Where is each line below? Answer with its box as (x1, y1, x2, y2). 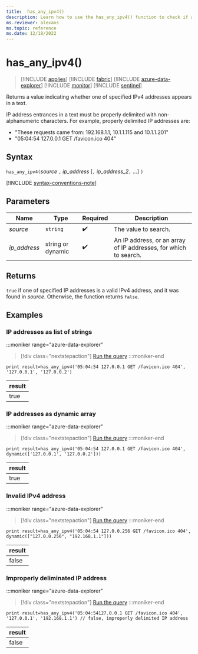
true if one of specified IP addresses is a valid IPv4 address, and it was (6, 287, 179, 294)
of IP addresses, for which (114, 243, 187, 252)
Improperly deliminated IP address (6, 574, 107, 582)
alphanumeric (6, 118, 39, 125)
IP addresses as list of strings (6, 327, 93, 336)
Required (82, 214, 108, 222)
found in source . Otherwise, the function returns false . (6, 293, 140, 300)
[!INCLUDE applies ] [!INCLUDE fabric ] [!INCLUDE (20, 76, 140, 83)
